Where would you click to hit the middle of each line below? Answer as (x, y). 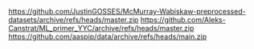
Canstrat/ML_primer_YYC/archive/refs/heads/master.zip (101, 28)
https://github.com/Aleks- (183, 20)
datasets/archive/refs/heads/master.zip (74, 20)
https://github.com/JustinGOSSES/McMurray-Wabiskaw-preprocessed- (127, 11)
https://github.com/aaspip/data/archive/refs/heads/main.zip (108, 36)
